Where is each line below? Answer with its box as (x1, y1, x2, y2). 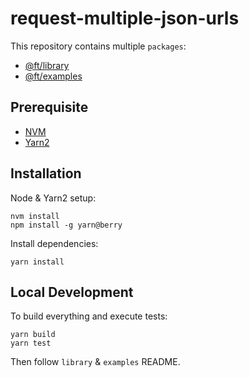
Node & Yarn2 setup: (10, 192, 97, 204)
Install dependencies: (10, 237, 99, 249)
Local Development (10, 283, 134, 301)
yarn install (10, 257, 65, 267)
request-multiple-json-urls (10, 7, 240, 30)
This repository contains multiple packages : (10, 40, 187, 52)
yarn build (10, 330, 56, 340)
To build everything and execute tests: (10, 310, 168, 322)
